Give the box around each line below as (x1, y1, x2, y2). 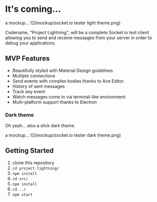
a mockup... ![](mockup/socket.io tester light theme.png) (5, 20, 121, 26)
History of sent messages (12, 83, 65, 89)
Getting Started (5, 147, 54, 155)
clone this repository (12, 159, 54, 165)
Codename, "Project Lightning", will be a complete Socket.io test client (5, 29, 150, 35)
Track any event (12, 88, 46, 95)
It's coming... (5, 3, 61, 15)
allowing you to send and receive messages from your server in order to (5, 35, 153, 41)
